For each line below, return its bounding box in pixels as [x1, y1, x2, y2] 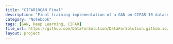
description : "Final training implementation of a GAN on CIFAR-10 [5, 12, 153, 17]
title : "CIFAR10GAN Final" [5, 7, 63, 13]
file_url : [5, 26, 27, 31]
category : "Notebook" [5, 17, 52, 22]
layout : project [5, 31, 40, 36]
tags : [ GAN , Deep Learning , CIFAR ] [5, 21, 82, 27]
